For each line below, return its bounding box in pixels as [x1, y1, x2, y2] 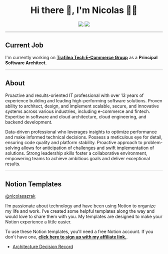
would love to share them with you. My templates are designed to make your [5, 213, 162, 220]
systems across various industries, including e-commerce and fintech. [5, 108, 150, 114]
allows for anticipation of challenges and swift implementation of [21, 145, 154, 151]
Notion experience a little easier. [5, 219, 71, 225]
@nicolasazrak [5, 193, 36, 199]
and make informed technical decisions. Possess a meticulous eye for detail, [5, 134, 163, 140]
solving [5, 145, 20, 151]
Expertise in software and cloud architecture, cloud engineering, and [5, 113, 146, 119]
